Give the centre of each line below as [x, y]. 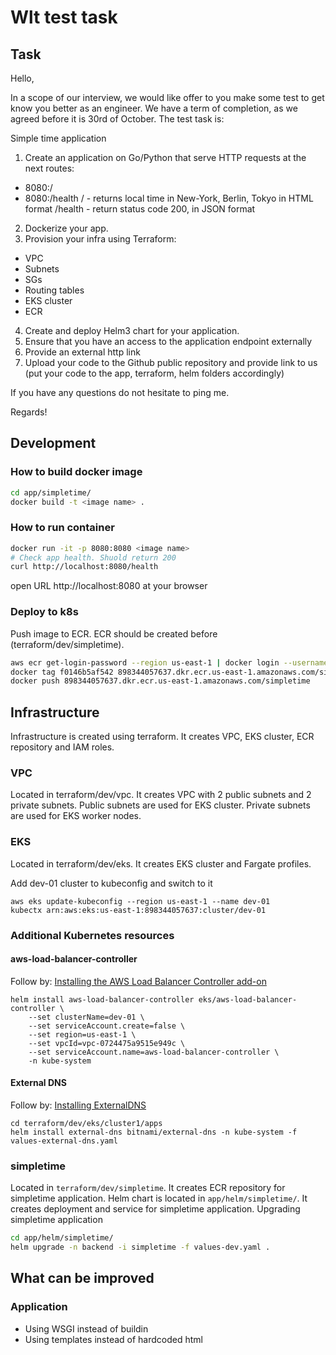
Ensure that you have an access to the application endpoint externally [168, 341]
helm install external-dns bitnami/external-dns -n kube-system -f [154, 1132]
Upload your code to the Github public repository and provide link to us [171, 362]
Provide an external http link [82, 352]
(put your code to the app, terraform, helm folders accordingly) [154, 373]
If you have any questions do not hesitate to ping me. [120, 392]
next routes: [49, 168]
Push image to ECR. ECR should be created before [114, 633]
